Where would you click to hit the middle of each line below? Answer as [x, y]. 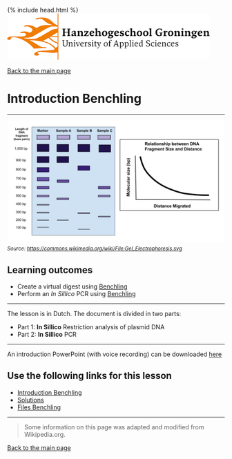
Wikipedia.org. [45, 434]
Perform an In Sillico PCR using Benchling [76, 294]
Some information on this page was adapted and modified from [114, 427]
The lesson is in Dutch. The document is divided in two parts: [94, 314]
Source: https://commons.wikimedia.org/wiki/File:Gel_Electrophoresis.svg [95, 249]
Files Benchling [39, 407]
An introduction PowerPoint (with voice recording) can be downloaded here [115, 354]
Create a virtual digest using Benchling [72, 286]
